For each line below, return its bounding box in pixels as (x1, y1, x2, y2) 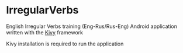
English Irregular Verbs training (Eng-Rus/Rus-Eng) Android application (6, 23, 177, 30)
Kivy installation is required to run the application (6, 40, 124, 47)
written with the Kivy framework (6, 29, 84, 36)
